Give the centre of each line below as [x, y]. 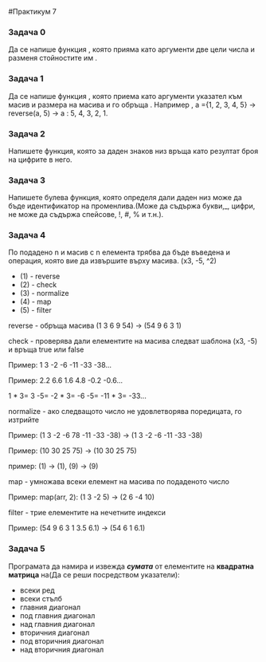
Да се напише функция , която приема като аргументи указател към [125, 96]
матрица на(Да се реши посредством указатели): [94, 574]
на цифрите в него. [41, 160]
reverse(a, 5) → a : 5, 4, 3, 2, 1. [58, 113]
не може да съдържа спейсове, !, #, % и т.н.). [86, 215]
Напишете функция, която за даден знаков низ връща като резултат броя [133, 151]
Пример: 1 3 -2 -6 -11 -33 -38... [60, 365]
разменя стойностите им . [53, 58]
